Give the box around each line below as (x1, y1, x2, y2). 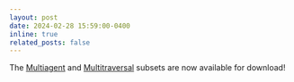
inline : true (9, 29, 58, 38)
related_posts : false (9, 37, 91, 47)
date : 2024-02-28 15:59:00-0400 (9, 21, 130, 30)
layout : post (9, 12, 58, 22)
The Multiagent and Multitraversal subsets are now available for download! (9, 62, 286, 73)
